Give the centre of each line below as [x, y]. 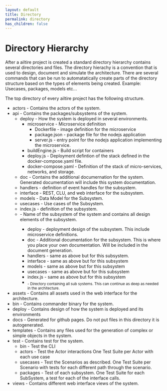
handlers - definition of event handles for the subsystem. [78, 188]
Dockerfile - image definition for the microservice [85, 129]
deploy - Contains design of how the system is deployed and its [78, 309]
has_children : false [27, 24]
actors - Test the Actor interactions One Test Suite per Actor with [86, 351]
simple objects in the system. [42, 336]
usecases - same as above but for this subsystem [78, 272]
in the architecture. [43, 288]
